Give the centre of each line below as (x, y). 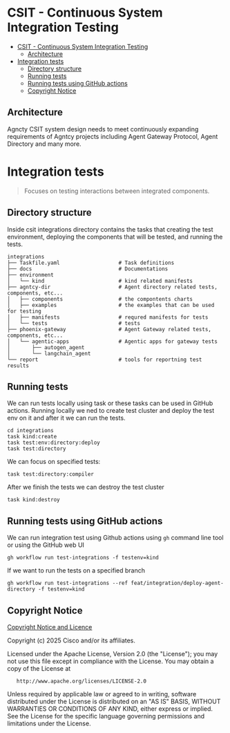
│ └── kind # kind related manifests (100, 281)
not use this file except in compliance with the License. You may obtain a (111, 661)
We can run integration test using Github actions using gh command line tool (115, 538)
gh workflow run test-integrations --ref (68, 583)
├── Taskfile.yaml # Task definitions (91, 263)
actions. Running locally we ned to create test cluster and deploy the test (111, 411)
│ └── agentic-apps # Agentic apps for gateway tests (112, 341)
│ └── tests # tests (74, 323)
